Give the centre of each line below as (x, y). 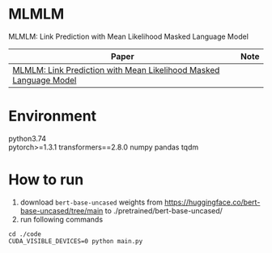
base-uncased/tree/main (62, 210)
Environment (53, 116)
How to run (46, 180)
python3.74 (28, 138)
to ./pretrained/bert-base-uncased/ (164, 210)
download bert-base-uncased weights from (91, 202)
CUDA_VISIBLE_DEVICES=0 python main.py (76, 241)
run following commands (62, 219)
